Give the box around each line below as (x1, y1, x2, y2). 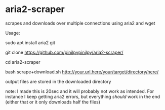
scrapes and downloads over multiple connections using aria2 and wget (5, 20, 155, 26)
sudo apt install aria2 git (5, 39, 56, 46)
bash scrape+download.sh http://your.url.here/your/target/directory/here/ (5, 69, 159, 75)
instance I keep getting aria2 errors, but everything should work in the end (5, 93, 160, 99)
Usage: (5, 30, 20, 36)
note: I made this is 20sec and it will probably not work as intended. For (5, 88, 154, 94)
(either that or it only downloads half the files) (5, 99, 100, 105)
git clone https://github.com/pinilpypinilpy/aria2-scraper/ (5, 49, 123, 55)
